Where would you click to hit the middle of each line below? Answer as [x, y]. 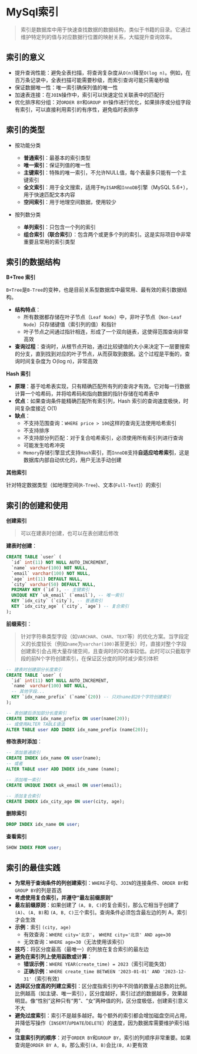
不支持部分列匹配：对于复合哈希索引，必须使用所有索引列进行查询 [103, 438]
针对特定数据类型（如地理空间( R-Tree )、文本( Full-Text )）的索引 [84, 485]
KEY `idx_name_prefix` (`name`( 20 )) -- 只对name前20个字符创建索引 [91, 697]
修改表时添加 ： [24, 742]
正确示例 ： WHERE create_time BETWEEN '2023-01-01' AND [92, 971]
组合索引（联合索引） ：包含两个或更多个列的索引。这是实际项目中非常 [107, 234]
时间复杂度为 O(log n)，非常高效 [59, 361]
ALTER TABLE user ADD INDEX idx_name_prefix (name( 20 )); [77, 729]
